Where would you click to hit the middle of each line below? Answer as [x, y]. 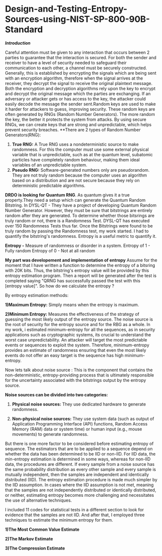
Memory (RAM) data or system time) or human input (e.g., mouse [77, 429]
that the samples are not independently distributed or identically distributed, [81, 490]
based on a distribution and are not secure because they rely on [76, 180]
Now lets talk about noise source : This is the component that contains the [79, 370]
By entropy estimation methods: [37, 295]
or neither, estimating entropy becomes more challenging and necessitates [80, 495]
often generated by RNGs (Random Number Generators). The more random [80, 114]
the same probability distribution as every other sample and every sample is [81, 469]
